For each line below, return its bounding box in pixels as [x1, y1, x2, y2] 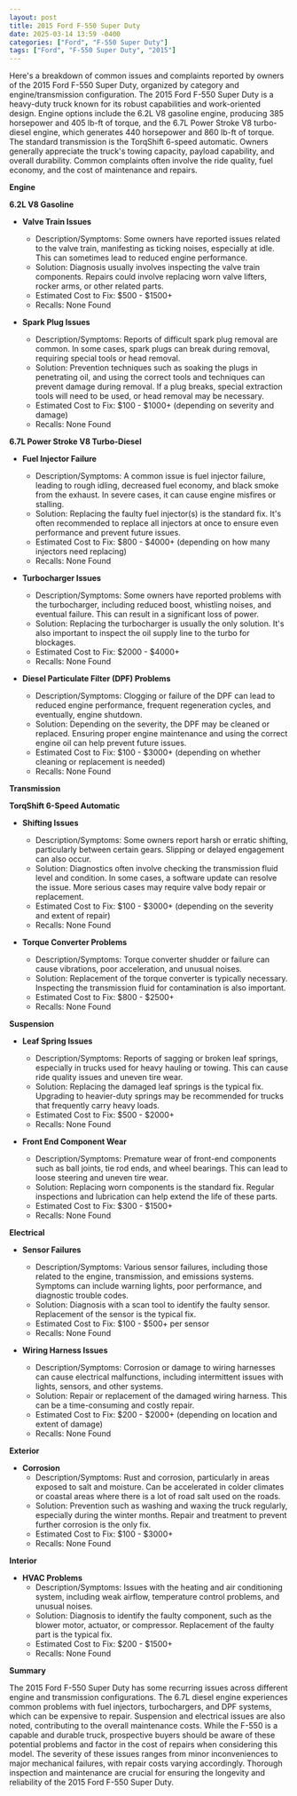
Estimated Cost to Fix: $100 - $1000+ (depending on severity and [35, 401, 275, 411]
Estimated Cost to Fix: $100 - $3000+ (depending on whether [35, 747, 262, 758]
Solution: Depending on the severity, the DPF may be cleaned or [35, 719, 270, 729]
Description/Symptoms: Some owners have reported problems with [35, 590, 282, 600]
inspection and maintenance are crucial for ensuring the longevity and [9, 1768, 266, 1778]
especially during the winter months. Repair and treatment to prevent [35, 1510, 287, 1521]
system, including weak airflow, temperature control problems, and [35, 1592, 280, 1602]
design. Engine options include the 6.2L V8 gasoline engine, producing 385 [9, 108, 285, 119]
